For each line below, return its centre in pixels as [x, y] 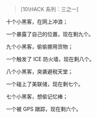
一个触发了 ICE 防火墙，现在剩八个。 [51, 59]
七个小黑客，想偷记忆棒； [37, 97]
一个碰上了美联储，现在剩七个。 [45, 84]
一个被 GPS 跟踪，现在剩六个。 [44, 109]
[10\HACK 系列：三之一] [49, 9]
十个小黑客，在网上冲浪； [37, 22]
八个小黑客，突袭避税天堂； [40, 72]
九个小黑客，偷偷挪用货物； [40, 47]
